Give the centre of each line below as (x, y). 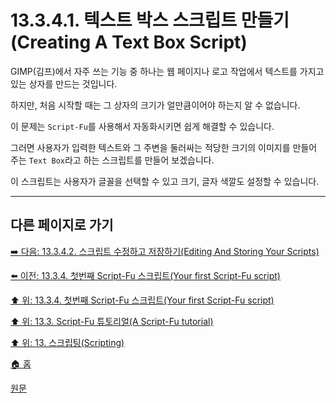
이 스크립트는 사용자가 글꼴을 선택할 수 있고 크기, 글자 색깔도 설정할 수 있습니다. (165, 181)
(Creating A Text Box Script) (129, 42)
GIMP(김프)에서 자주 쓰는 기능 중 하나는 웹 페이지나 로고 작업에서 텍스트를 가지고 (167, 71)
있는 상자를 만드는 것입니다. (64, 83)
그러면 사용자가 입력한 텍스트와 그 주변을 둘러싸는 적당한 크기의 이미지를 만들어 (164, 147)
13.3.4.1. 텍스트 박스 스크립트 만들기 (150, 20)
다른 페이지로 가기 (62, 225)
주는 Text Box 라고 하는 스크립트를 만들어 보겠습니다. (112, 160)
